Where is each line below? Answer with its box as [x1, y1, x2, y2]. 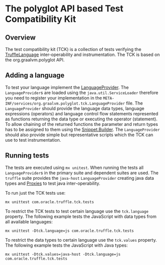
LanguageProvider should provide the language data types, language [5, 105, 145, 111]
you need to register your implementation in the [5, 95, 103, 101]
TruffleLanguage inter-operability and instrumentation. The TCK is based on [5, 52, 160, 57]
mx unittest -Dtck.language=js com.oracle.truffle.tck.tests [5, 228, 134, 233]
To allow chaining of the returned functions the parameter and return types [5, 121, 159, 127]
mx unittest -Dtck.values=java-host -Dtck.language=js [5, 252, 121, 257]
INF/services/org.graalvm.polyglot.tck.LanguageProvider [5, 101, 125, 106]
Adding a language [5, 71, 65, 80]
